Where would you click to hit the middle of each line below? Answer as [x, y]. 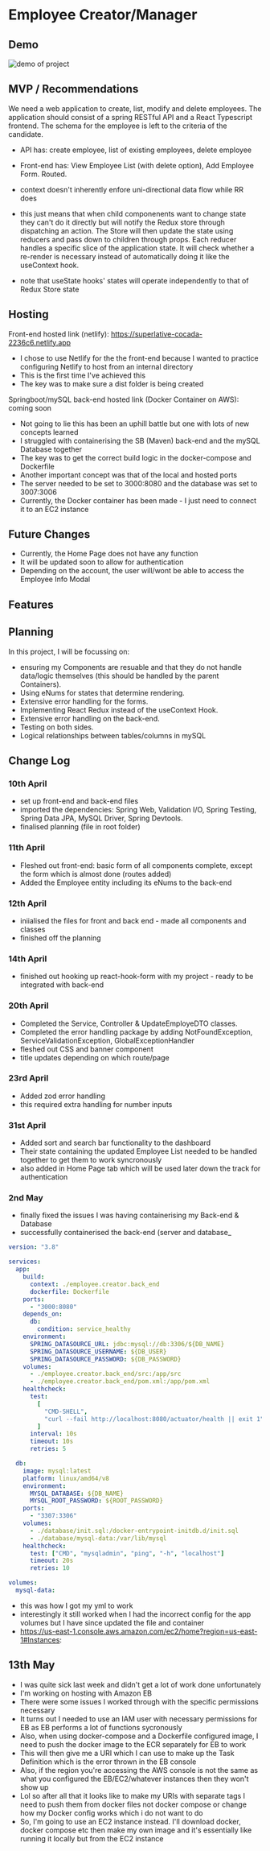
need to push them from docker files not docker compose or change [133, 1804]
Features [31, 604]
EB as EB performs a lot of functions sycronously [101, 1727]
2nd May [26, 1198]
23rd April [29, 1078]
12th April [27, 903]
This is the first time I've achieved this [83, 375]
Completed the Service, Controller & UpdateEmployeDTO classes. [129, 1023]
